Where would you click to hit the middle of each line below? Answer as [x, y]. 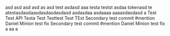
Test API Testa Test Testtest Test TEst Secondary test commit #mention [80, 18]
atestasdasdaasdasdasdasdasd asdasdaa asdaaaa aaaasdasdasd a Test [81, 13]
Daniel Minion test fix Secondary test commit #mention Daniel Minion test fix [85, 23]
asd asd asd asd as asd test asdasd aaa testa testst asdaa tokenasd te [79, 7]
